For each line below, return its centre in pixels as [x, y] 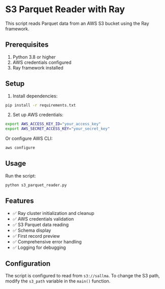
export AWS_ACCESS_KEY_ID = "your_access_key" [53, 124]
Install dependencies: [35, 96]
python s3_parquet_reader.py [36, 185]
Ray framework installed [38, 67]
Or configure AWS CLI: [29, 138]
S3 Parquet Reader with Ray [65, 9]
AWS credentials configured [42, 62]
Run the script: [21, 175]
